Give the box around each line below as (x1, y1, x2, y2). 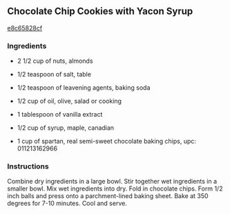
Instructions (7, 162, 50, 171)
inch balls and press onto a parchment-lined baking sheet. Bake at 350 (7, 192, 209, 200)
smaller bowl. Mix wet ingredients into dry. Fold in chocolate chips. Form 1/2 (7, 184, 223, 193)
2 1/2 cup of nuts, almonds (17, 57, 93, 65)
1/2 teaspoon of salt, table (17, 70, 92, 79)
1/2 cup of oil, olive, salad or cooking (17, 97, 122, 106)
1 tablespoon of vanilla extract (17, 110, 103, 119)
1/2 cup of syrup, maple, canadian (17, 124, 115, 132)
